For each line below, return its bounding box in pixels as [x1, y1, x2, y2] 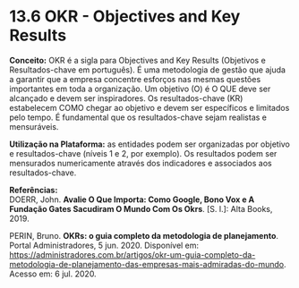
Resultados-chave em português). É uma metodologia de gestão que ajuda [9, 64, 286, 75]
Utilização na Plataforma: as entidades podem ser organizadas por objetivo [9, 139, 291, 149]
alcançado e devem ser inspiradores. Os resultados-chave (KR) [9, 92, 243, 104]
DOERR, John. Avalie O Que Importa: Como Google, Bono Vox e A [9, 194, 255, 205]
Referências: [9, 184, 58, 195]
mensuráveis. [9, 121, 59, 131]
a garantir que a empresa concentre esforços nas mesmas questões [9, 73, 261, 84]
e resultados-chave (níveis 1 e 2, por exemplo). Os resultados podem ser [9, 148, 278, 158]
